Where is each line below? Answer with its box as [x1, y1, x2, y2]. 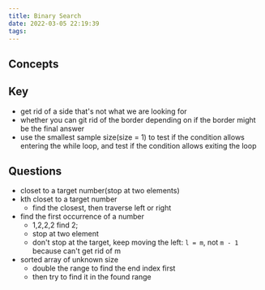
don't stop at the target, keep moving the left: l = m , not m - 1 [32, 237, 239, 248]
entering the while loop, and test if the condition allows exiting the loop [19, 141, 257, 150]
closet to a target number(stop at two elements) [19, 186, 180, 196]
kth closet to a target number [19, 194, 118, 204]
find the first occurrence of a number [19, 212, 144, 222]
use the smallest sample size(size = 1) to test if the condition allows [19, 132, 245, 142]
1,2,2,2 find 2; [32, 220, 79, 230]
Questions [8, 164, 62, 178]
